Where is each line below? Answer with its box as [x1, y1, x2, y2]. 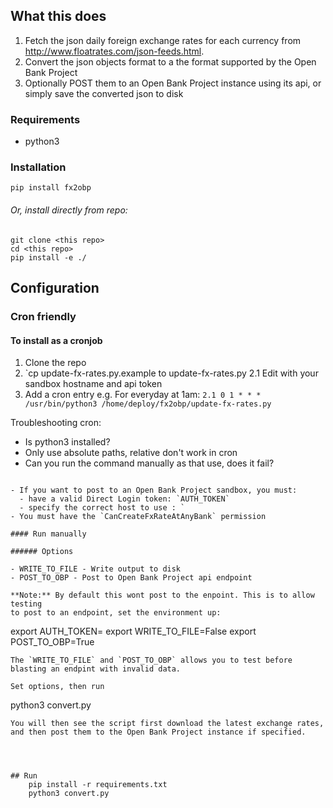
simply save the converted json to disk [24, 87, 184, 99]
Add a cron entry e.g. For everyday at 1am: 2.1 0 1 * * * [24, 389, 262, 401]
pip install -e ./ [10, 252, 87, 263]
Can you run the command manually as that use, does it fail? [24, 457, 275, 469]
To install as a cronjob [10, 334, 103, 346]
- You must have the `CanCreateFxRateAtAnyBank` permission [10, 512, 267, 522]
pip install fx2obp [10, 183, 92, 193]
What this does [10, 8, 107, 25]
